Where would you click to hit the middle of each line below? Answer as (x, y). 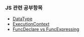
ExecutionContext (31, 24)
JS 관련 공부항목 (24, 7)
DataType (22, 19)
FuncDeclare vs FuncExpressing (46, 29)
